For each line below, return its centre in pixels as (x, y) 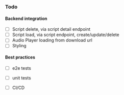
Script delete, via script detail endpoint (51, 29)
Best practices (20, 57)
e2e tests (22, 68)
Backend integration (26, 19)
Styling (19, 46)
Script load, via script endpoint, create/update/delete (66, 35)
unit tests (22, 78)
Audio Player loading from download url (52, 40)
